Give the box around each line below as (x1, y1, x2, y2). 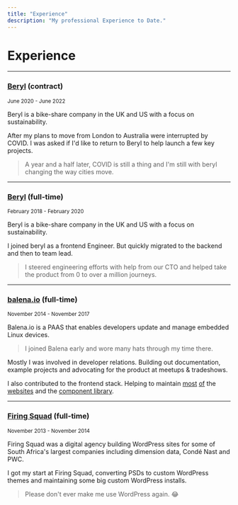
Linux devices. (7, 331, 50, 339)
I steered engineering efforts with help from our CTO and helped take (24, 263, 227, 271)
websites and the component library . (7, 387, 115, 395)
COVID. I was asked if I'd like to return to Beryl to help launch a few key (7, 139, 215, 147)
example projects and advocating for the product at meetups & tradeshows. (7, 365, 228, 374)
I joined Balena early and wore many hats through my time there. (24, 344, 214, 353)
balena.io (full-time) (7, 295, 78, 305)
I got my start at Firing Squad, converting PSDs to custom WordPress (7, 468, 209, 477)
